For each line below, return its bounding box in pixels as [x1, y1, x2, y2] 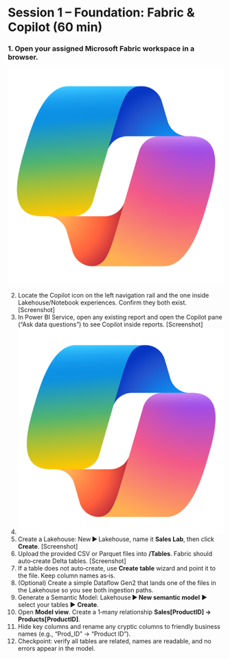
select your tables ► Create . [17, 600, 99, 608]
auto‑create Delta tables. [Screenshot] [17, 557, 126, 565]
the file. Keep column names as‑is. [17, 571, 116, 579]
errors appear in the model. [17, 644, 95, 652]
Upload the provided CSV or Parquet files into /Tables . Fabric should [17, 549, 213, 558]
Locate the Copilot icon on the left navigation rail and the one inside [17, 291, 209, 300]
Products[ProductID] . [17, 615, 81, 623]
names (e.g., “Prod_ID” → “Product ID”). [17, 630, 131, 638]
